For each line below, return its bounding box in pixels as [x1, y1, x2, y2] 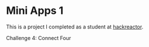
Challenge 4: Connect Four [6, 34, 72, 41]
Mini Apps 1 [6, 4, 63, 17]
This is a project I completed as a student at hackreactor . [6, 23, 144, 30]
